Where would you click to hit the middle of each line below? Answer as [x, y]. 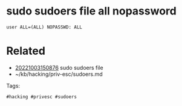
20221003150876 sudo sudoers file [59, 67]
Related [26, 51]
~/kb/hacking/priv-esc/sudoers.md [59, 74]
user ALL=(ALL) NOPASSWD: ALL [44, 27]
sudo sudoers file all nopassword [91, 11]
